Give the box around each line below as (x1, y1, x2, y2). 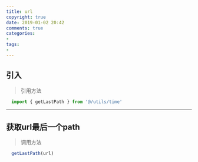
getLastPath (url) (11, 151, 54, 157)
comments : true (6, 25, 44, 31)
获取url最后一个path (6, 122, 81, 132)
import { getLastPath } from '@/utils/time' (11, 98, 123, 105)
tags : (6, 42, 19, 48)
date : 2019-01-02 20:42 (6, 19, 65, 25)
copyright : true (6, 14, 46, 20)
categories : (6, 31, 35, 37)
